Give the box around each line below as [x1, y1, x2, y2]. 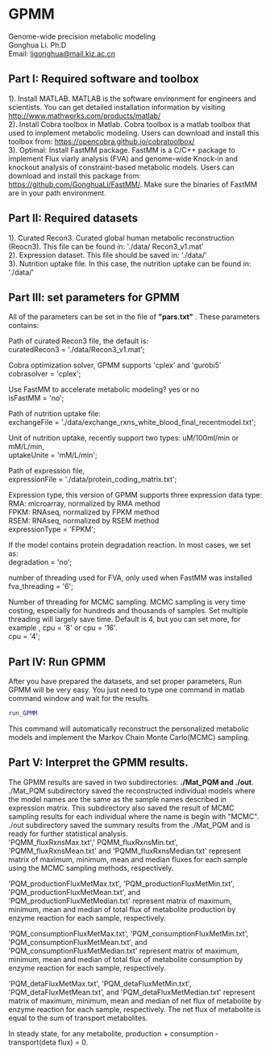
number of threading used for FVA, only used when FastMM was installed [8, 573, 252, 582]
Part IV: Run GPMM [8, 655, 106, 669]
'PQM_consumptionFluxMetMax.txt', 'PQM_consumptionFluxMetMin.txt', [8, 928, 249, 938]
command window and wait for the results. [8, 694, 151, 704]
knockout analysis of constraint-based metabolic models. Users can [8, 162, 235, 172]
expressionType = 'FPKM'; [8, 524, 96, 534]
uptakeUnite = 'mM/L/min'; [8, 450, 98, 460]
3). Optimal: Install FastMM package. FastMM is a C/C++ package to [8, 145, 236, 154]
